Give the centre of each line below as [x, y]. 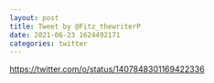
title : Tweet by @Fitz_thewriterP [75, 26]
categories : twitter [49, 43]
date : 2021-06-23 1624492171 [65, 35]
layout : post [34, 18]
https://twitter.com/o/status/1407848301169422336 [107, 69]
